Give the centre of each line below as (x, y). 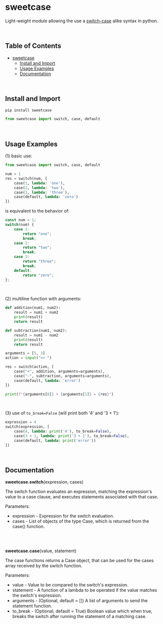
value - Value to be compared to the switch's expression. (70, 585)
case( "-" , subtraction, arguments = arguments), (63, 376)
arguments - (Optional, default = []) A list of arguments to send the (80, 601)
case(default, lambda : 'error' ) (47, 380)
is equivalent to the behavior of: (37, 211)
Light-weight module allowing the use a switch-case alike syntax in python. (82, 21)
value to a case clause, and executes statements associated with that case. (82, 497)
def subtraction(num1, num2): (36, 330)
